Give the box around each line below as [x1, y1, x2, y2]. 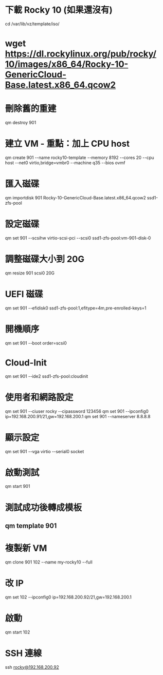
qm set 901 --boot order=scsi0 [5, 340, 67, 346]
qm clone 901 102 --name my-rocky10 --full [5, 559, 92, 565]
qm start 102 [5, 629, 30, 635]
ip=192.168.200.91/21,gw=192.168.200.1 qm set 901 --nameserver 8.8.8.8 [5, 413, 151, 419]
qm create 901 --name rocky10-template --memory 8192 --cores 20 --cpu [5, 154, 154, 160]
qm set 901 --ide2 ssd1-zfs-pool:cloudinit [5, 373, 89, 379]
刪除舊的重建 [5, 103, 57, 115]
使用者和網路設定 [5, 392, 74, 403]
